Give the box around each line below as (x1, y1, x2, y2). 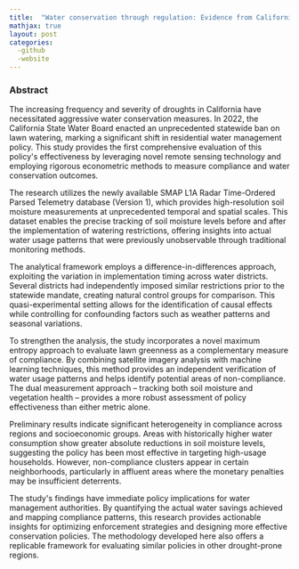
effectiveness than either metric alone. (9, 402, 151, 412)
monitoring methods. (9, 244, 86, 255)
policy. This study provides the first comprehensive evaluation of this (9, 142, 263, 152)
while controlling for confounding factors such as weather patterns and (9, 309, 271, 320)
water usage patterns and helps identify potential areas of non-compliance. (9, 373, 287, 384)
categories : (9, 37, 53, 47)
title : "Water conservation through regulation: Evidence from (9, 12, 253, 22)
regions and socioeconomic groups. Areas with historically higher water (9, 428, 273, 439)
